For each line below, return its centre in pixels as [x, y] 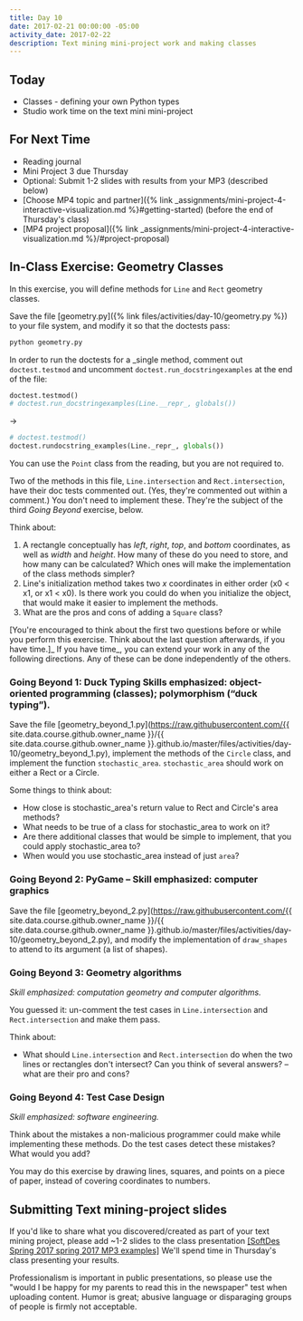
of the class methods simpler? [79, 574]
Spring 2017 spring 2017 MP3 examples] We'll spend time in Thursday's [143, 1250]
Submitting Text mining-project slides [118, 1209]
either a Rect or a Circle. [54, 773]
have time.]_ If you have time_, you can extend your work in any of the [140, 650]
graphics [29, 891]
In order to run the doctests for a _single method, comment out [126, 360]
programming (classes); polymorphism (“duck [153, 693]
